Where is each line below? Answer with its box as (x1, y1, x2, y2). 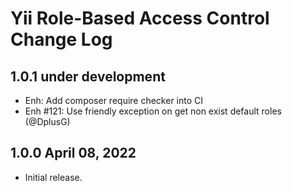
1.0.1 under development (10, 68, 166, 85)
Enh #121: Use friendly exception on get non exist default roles (24, 105, 282, 117)
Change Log (10, 28, 113, 51)
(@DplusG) (24, 116, 71, 127)
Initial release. (24, 171, 83, 183)
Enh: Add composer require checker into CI (24, 95, 204, 106)
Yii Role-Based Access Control (10, 7, 270, 30)
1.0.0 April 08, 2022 (10, 145, 137, 162)
